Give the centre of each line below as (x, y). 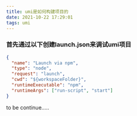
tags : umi (18, 23)
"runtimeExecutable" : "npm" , (48, 85)
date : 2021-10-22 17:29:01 (40, 17)
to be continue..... (28, 107)
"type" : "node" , (32, 68)
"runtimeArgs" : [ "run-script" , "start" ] (62, 90)
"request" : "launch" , (38, 74)
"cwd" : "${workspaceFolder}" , (49, 80)
